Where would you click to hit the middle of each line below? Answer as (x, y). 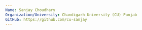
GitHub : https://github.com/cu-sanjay (46, 19)
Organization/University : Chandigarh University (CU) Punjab (71, 15)
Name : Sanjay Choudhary (30, 10)
